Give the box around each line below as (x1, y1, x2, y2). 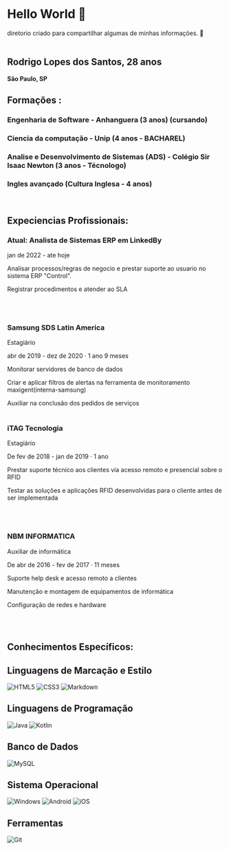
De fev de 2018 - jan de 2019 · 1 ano (7, 452, 109, 460)
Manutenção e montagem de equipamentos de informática (7, 587, 174, 595)
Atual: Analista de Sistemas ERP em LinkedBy (7, 235, 162, 245)
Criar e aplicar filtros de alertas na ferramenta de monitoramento (7, 379, 190, 387)
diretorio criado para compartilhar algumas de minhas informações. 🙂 (7, 29, 204, 37)
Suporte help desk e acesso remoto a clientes (7, 574, 138, 582)
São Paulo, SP (7, 74, 48, 83)
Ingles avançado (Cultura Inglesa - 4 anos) (7, 179, 153, 189)
